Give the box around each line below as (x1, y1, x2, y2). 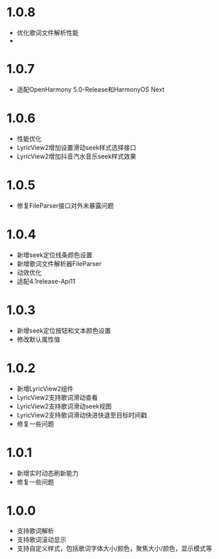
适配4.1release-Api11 (16, 277, 76, 285)
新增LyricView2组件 (16, 384, 74, 393)
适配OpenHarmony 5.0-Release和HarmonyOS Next (16, 85, 165, 94)
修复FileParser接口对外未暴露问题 (16, 201, 114, 210)
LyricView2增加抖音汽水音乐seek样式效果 (16, 152, 137, 161)
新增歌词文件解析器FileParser (16, 259, 102, 268)
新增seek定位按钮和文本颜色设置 (16, 326, 112, 334)
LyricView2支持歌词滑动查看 (16, 393, 98, 401)
